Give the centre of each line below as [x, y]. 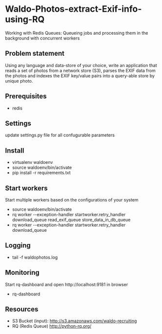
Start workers [26, 188]
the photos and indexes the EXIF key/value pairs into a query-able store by [80, 76]
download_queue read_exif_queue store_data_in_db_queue [71, 220]
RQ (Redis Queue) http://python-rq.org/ [52, 326]
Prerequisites [26, 96]
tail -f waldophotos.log [35, 257]
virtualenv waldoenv [32, 162]
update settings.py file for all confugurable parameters [60, 135]
